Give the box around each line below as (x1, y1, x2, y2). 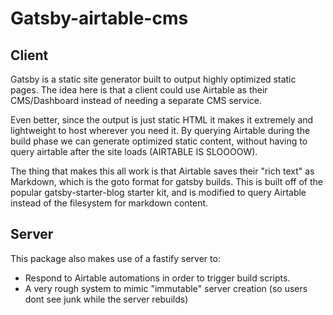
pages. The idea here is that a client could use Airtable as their (10, 84, 268, 96)
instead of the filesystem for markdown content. (10, 197, 209, 209)
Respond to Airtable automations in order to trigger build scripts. (24, 272, 291, 284)
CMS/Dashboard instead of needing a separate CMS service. (10, 95, 262, 106)
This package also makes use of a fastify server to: (10, 252, 221, 264)
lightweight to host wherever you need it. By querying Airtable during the (10, 125, 311, 136)
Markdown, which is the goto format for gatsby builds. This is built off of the (10, 176, 323, 187)
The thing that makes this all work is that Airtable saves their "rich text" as (10, 165, 315, 177)
